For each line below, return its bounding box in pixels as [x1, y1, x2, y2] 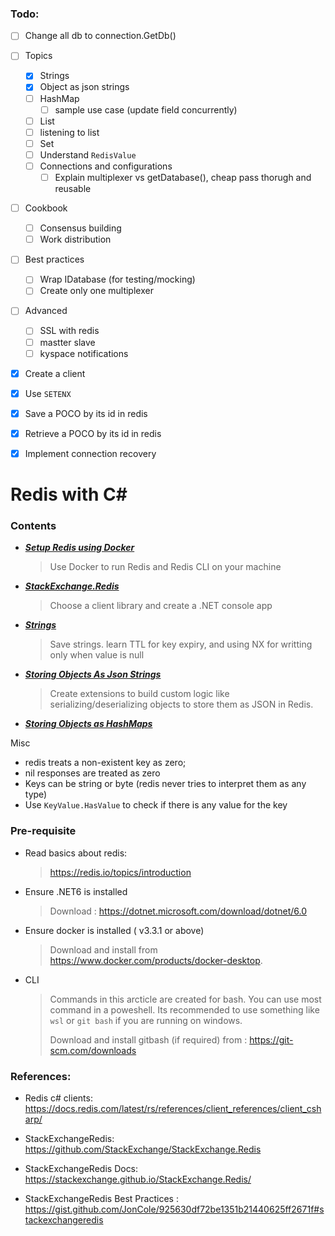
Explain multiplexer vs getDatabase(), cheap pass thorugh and [54, 171, 312, 183]
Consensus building [39, 222, 122, 234]
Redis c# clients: [24, 1092, 93, 1104]
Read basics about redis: [24, 847, 128, 859]
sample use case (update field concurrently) [54, 103, 238, 116]
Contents [10, 519, 57, 533]
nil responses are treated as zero [24, 767, 161, 779]
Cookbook [24, 202, 68, 214]
